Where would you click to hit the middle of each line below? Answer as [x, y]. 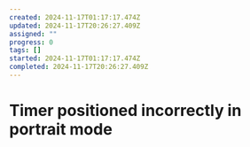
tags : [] [25, 50]
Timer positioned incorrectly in [125, 111]
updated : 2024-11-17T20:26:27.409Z [75, 26]
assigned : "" [33, 34]
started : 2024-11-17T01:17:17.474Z [75, 58]
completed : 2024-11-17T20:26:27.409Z [79, 67]
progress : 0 [31, 42]
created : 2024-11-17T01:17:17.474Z [75, 17]
